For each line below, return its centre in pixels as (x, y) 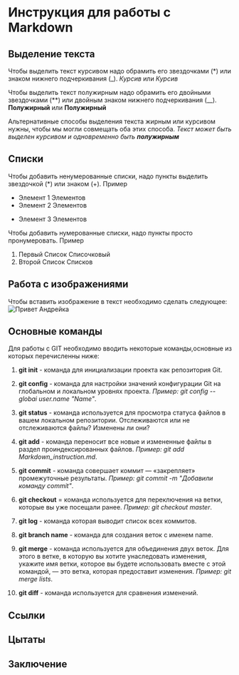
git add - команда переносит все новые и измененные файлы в (115, 442)
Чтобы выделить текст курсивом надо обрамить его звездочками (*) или (120, 71)
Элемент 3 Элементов (53, 219)
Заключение (38, 664)
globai (28, 399)
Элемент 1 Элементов (52, 198)
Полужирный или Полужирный (57, 107)
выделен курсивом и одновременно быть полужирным (94, 137)
